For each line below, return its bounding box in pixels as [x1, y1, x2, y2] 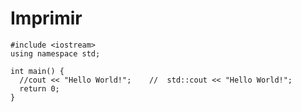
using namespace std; [10, 48, 101, 59]
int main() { [10, 66, 65, 76]
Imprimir [10, 7, 83, 30]
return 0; [19, 83, 60, 94]
